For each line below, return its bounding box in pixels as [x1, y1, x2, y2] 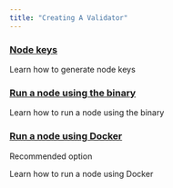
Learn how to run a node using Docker [9, 168, 154, 179]
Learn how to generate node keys [9, 64, 137, 74]
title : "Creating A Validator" [9, 13, 128, 23]
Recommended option [9, 151, 93, 162]
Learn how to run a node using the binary [9, 107, 165, 118]
